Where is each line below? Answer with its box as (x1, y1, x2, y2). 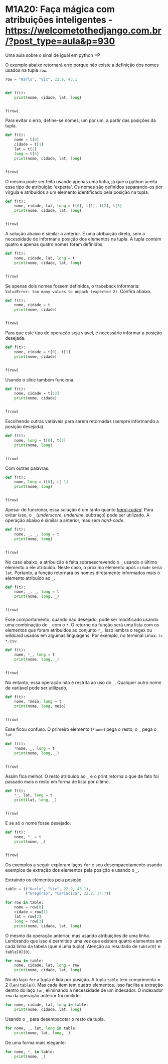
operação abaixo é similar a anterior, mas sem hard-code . (5, 517, 125, 523)
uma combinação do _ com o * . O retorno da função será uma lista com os (5, 622, 159, 628)
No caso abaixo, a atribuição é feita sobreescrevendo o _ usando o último (5, 559, 157, 565)
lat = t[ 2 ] (14, 147, 37, 152)
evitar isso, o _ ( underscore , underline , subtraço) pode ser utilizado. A (5, 512, 149, 518)
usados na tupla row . (5, 67, 48, 73)
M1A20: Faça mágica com (5, 4, 115, 15)
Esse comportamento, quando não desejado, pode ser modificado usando (5, 616, 159, 623)
